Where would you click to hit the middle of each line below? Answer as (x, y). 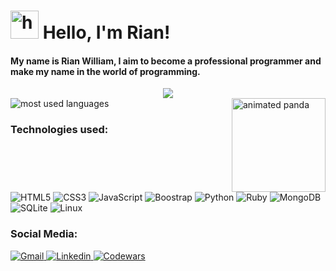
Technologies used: (59, 130)
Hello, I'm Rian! (106, 32)
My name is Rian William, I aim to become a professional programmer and (166, 61)
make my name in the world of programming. (105, 71)
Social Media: (44, 234)
